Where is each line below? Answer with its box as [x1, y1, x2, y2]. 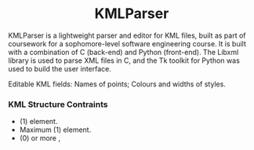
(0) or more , [19, 134, 61, 143]
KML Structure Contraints [8, 99, 108, 110]
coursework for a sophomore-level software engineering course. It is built [8, 38, 247, 48]
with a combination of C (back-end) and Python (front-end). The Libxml [8, 47, 239, 57]
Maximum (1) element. [19, 125, 92, 134]
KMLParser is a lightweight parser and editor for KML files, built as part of [8, 31, 246, 40]
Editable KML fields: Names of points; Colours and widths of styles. [8, 79, 226, 89]
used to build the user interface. [8, 64, 112, 73]
